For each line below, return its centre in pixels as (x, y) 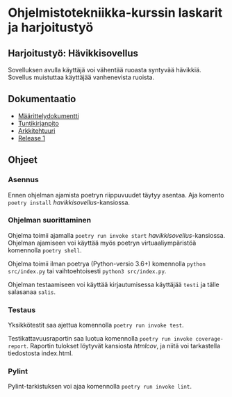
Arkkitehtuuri (36, 131)
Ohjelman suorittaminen (50, 220)
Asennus (23, 180)
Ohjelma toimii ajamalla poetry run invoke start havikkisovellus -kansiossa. (117, 235)
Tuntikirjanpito (39, 123)
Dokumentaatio (42, 99)
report (17, 347)
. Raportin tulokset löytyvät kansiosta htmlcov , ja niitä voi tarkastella (123, 346)
